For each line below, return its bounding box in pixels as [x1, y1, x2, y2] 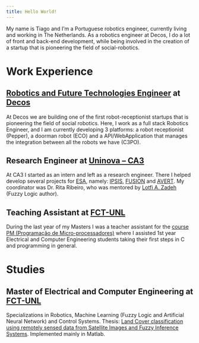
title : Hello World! [6, 8, 58, 15]
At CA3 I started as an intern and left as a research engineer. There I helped [6, 171, 191, 179]
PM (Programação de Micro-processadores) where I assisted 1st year [6, 230, 176, 237]
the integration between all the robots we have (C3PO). [6, 138, 141, 145]
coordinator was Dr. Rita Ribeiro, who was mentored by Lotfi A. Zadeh [6, 184, 177, 191]
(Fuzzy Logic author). [6, 190, 59, 198]
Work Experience [6, 65, 93, 78]
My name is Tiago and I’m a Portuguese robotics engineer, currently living [6, 25, 187, 32]
